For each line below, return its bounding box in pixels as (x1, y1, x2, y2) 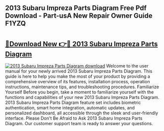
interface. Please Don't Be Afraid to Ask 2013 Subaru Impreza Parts (5, 115, 143, 121)
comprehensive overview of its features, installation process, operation (5, 79, 150, 84)
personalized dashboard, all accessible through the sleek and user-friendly (5, 110, 159, 116)
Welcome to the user (106, 63, 149, 68)
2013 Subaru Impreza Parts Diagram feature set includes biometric (5, 99, 141, 105)
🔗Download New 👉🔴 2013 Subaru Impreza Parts (5, 39, 158, 48)
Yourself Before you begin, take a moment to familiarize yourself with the (5, 89, 154, 95)
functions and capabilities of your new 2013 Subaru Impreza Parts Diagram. (5, 95, 160, 100)
